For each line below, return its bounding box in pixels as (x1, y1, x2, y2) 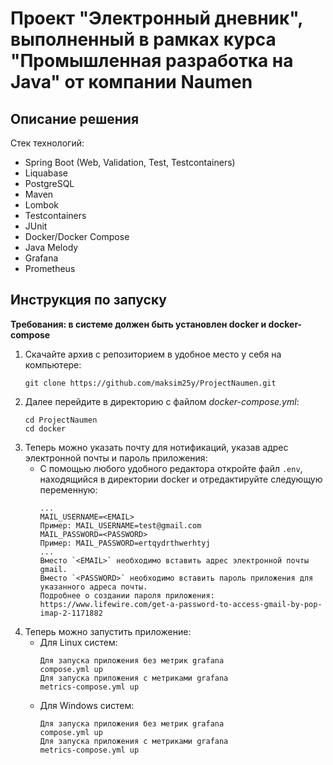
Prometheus (24, 263, 76, 274)
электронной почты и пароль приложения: (24, 452, 208, 464)
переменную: (39, 483, 98, 496)
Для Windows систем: (39, 699, 135, 711)
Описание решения (10, 110, 140, 127)
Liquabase (24, 167, 68, 179)
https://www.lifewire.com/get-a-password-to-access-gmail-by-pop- (39, 599, 323, 609)
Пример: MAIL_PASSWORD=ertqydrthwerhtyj (39, 538, 211, 548)
